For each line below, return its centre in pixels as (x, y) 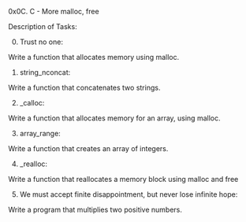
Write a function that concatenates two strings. (84, 87)
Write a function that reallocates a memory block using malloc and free (123, 179)
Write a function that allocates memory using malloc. (94, 57)
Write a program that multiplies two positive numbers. (95, 209)
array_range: (40, 133)
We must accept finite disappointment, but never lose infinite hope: (129, 194)
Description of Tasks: (43, 26)
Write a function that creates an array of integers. (88, 148)
